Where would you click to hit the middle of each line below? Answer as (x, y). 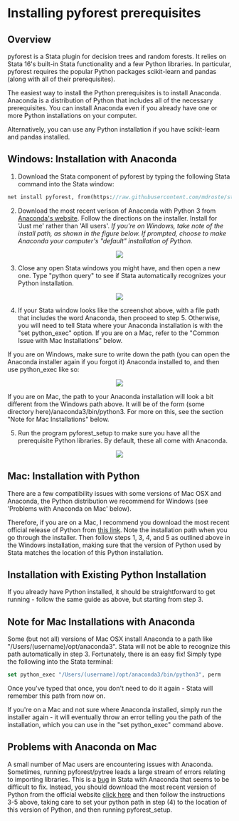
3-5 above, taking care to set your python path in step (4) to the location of (117, 802)
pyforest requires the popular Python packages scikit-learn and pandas (112, 71)
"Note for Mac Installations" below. (58, 419)
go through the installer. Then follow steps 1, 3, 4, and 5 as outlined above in (119, 537)
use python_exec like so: (43, 369)
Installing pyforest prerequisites (104, 13)
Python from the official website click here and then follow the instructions (116, 794)
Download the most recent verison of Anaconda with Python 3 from (117, 211)
